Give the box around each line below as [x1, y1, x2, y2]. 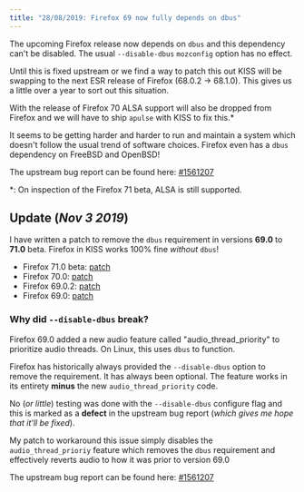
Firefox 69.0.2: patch [22, 280, 102, 291]
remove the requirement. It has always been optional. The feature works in [9, 370, 288, 381]
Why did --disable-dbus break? [9, 313, 150, 326]
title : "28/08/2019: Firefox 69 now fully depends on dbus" [9, 13, 242, 23]
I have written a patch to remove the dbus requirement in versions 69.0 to [9, 234, 283, 245]
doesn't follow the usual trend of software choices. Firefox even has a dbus [9, 139, 289, 150]
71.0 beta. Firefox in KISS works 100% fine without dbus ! [9, 244, 220, 255]
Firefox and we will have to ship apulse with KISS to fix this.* [9, 112, 234, 123]
